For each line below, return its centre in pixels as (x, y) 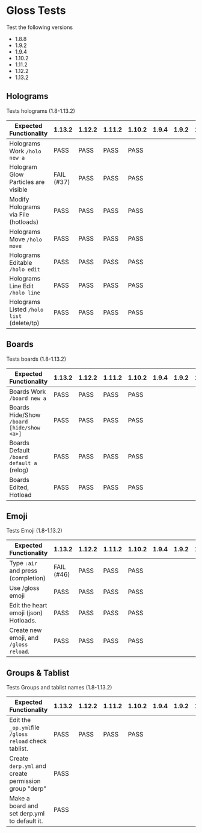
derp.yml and (28, 766)
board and (24, 806)
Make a (20, 799)
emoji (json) (26, 613)
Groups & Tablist (38, 673)
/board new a (28, 398)
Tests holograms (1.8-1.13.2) (41, 111)
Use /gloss (24, 588)
